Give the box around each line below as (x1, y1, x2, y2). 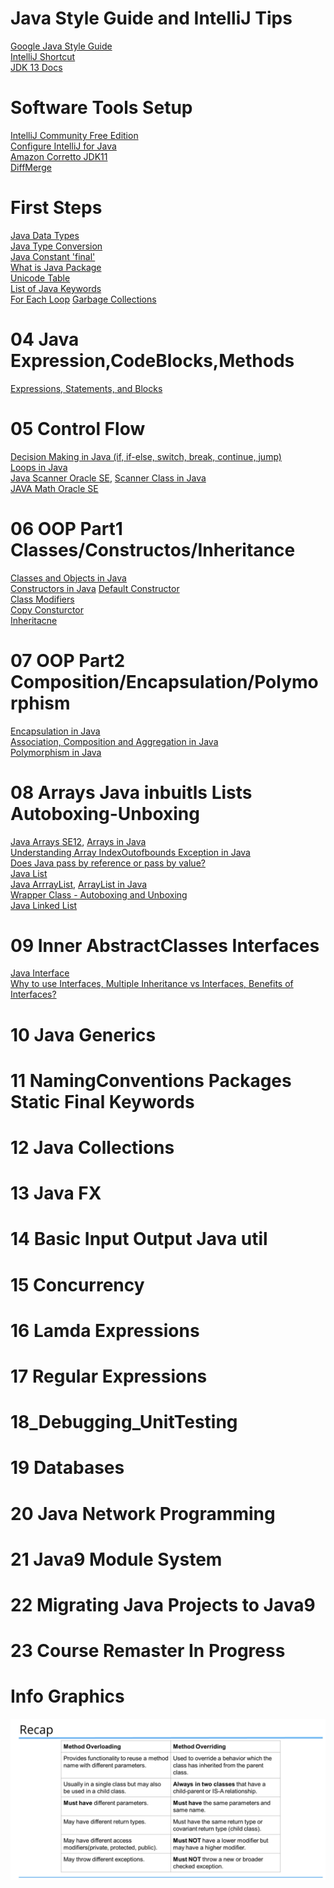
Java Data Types (10, 229, 80, 241)
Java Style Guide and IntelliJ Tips (10, 7, 293, 30)
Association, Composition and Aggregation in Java (10, 735, 219, 747)
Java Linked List (10, 899, 78, 911)
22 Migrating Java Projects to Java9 (10, 1593, 316, 1616)
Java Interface (10, 967, 70, 979)
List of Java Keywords (10, 282, 102, 294)
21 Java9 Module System (10, 1548, 223, 1571)
